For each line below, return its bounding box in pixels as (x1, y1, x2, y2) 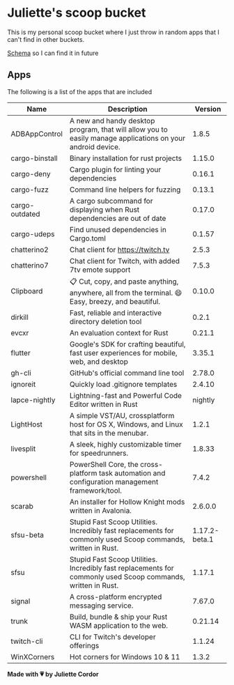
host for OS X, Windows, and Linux (69, 420, 183, 429)
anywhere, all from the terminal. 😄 (69, 288, 182, 298)
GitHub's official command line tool (69, 368, 185, 378)
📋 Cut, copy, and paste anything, (69, 277, 179, 286)
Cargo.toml (69, 233, 107, 243)
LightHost (10, 420, 43, 429)
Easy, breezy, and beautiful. (69, 296, 161, 306)
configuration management (69, 477, 159, 486)
